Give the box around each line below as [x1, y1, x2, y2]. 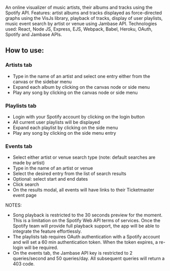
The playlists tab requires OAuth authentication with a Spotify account [12, 234, 160, 240]
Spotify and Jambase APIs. [5, 32, 62, 37]
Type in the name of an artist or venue [12, 165, 93, 171]
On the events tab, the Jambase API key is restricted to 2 [12, 250, 133, 256]
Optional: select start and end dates [12, 176, 88, 182]
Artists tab [5, 61, 32, 68]
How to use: [5, 46, 44, 55]
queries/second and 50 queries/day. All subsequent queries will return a [12, 255, 165, 262]
